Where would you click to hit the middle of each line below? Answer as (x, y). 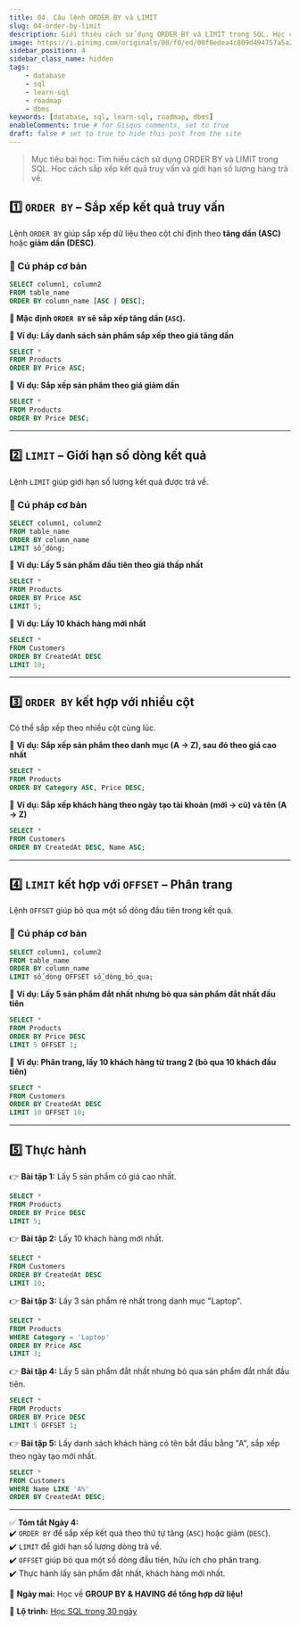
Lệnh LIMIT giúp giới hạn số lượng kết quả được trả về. (109, 481)
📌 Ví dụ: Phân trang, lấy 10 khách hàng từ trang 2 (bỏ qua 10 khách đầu (143, 1062)
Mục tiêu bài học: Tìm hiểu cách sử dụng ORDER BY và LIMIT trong (154, 159)
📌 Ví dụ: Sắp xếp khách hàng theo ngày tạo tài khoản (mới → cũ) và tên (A (148, 804)
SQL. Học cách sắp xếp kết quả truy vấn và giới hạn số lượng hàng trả (159, 168)
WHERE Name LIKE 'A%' (50, 1489)
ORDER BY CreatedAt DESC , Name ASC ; (77, 847)
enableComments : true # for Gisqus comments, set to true (119, 126)
